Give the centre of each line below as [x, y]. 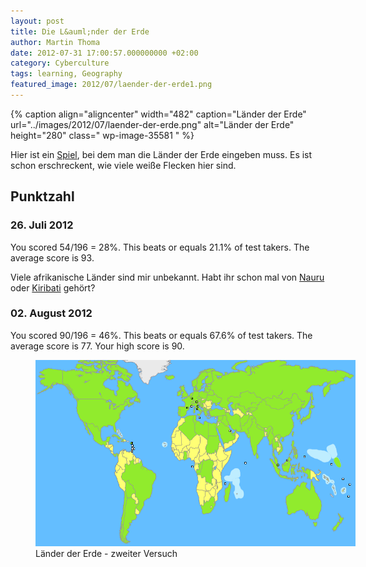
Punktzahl [42, 196]
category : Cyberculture [60, 63]
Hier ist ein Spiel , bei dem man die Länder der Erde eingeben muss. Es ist [161, 154]
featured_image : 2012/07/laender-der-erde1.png [111, 85]
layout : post [37, 21]
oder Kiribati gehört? [53, 287]
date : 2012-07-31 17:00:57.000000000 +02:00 [104, 53]
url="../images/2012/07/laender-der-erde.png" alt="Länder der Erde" [152, 124]
